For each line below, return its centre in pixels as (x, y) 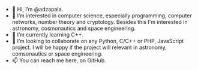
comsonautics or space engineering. (57, 54)
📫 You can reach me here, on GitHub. (59, 60)
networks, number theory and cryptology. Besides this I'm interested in (100, 22)
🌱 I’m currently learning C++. (48, 35)
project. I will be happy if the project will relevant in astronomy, (89, 47)
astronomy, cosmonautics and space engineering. (74, 28)
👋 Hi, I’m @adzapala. (37, 9)
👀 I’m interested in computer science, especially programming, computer (102, 16)
